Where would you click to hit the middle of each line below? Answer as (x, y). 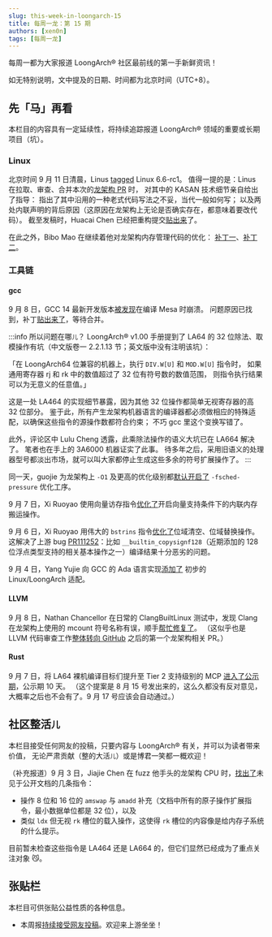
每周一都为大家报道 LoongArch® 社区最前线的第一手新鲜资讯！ (113, 63)
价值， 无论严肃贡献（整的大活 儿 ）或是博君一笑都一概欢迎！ (108, 755)
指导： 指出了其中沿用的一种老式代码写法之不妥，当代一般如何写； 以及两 (138, 200)
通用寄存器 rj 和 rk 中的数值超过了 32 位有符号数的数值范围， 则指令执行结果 (136, 374)
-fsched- (226, 477)
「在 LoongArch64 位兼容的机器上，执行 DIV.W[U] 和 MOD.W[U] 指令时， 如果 (135, 364)
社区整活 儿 (35, 725)
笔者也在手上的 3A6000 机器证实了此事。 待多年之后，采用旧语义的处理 (144, 449)
